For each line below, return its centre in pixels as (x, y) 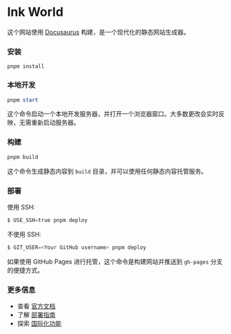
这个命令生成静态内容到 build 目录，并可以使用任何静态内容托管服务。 (107, 171)
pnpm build (23, 157)
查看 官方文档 (36, 306)
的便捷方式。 (25, 270)
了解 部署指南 (36, 315)
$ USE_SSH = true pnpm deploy (48, 220)
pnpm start (23, 100)
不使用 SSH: (24, 234)
